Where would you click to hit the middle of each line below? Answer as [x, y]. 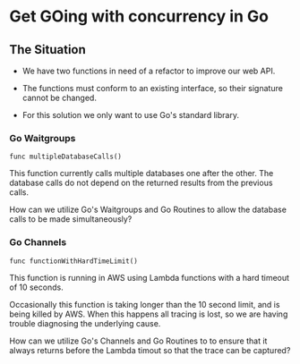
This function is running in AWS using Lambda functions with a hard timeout [149, 277]
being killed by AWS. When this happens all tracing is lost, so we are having [149, 314]
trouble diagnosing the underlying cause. [85, 323]
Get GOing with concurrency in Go [139, 17]
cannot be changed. [59, 97]
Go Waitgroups [43, 138]
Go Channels [38, 242]
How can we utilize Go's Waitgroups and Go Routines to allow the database [148, 210]
